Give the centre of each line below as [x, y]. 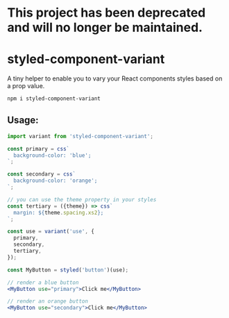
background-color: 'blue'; [52, 155]
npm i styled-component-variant [54, 99]
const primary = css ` [39, 149]
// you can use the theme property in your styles [82, 199]
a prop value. [26, 86]
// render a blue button [43, 283]
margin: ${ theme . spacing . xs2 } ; [59, 212]
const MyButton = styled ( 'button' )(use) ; [68, 270]
